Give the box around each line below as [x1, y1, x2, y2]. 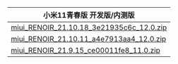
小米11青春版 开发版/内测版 [42, 11, 136, 20]
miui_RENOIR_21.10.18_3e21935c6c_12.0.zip [11, 23, 167, 32]
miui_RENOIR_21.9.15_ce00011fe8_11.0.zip [11, 46, 160, 55]
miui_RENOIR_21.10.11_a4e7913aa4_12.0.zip [11, 34, 167, 44]
